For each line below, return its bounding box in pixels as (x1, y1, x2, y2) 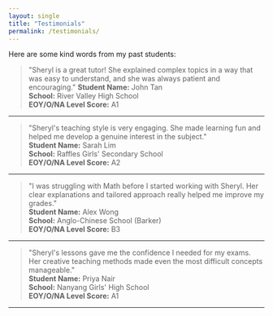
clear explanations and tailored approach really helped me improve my (28, 190, 264, 200)
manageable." (28, 266, 76, 275)
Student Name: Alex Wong (28, 207, 119, 217)
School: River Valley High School (28, 91, 140, 101)
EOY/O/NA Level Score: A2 (28, 158, 121, 168)
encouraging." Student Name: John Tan (28, 82, 163, 92)
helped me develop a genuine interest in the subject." (28, 132, 207, 142)
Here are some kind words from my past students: (8, 50, 176, 59)
